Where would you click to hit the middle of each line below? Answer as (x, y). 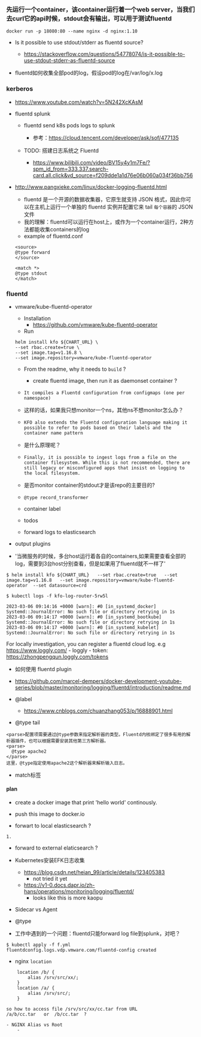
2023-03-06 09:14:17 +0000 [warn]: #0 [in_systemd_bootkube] (84, 617)
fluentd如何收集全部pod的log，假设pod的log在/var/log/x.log (89, 73)
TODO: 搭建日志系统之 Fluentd (61, 150)
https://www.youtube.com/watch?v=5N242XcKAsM (79, 102)
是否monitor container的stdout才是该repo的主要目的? (89, 485)
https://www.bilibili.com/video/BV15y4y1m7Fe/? (92, 162)
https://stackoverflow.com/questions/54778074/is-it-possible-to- (104, 54)
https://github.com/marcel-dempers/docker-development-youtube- (98, 681)
